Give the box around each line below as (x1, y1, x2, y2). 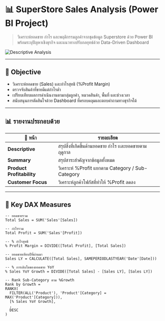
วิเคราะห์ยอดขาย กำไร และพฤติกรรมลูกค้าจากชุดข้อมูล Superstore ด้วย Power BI (17, 34, 153, 40)
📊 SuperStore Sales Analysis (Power (5, 4, 159, 15)
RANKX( (5, 286, 19, 292)
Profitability (7, 171, 36, 177)
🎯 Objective (5, 68, 41, 76)
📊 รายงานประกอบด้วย (5, 117, 60, 125)
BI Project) (5, 18, 49, 29)
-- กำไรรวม (5, 226, 24, 231)
